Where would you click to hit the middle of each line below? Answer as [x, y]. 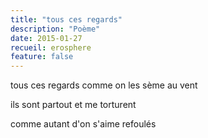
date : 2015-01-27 [46, 38]
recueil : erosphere [51, 47]
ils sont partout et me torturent [73, 105]
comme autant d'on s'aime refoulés [83, 124]
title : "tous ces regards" [66, 19]
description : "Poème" [55, 29]
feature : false [42, 57]
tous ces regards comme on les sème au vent [104, 85]
